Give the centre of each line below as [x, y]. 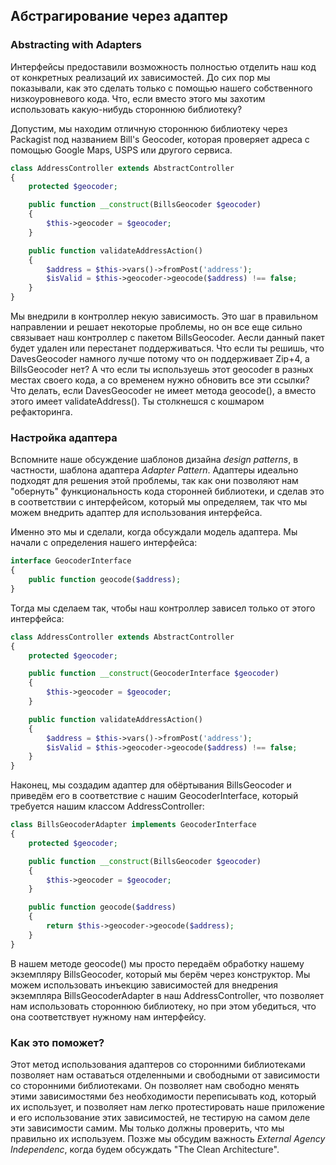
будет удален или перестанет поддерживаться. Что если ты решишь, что [167, 348]
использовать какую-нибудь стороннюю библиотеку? [126, 109]
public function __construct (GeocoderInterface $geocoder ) [154, 674]
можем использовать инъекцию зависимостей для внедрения [144, 985]
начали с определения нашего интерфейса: [104, 543]
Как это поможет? [57, 1042]
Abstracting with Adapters [76, 45]
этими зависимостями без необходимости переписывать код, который [163, 1096]
